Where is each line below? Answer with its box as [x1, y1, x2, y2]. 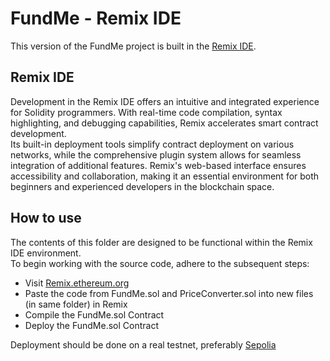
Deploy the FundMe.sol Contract [24, 319, 159, 331]
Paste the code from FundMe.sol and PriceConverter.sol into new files [24, 287, 314, 299]
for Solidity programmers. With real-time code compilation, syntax [10, 106, 283, 118]
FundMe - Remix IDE [10, 7, 182, 30]
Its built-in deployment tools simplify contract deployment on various [10, 138, 295, 150]
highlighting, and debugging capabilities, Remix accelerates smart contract [10, 117, 319, 129]
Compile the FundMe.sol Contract [24, 308, 165, 321]
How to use [10, 210, 82, 227]
